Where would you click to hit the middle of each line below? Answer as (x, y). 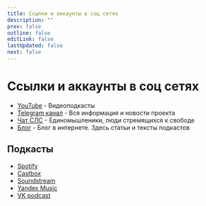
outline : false (29, 33)
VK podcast (34, 195)
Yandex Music (37, 188)
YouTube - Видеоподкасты (56, 105)
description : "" (30, 20)
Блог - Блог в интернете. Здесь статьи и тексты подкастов (103, 127)
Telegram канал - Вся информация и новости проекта (96, 113)
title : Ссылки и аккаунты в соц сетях (63, 13)
